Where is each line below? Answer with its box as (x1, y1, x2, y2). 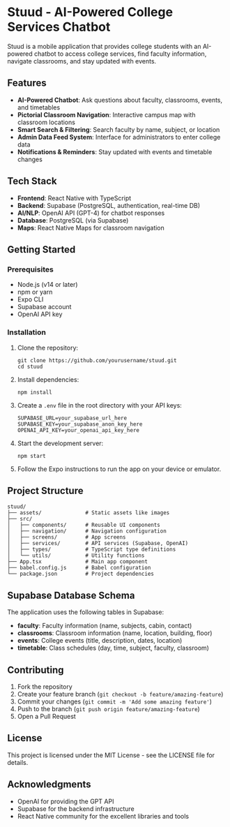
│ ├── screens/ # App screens (7, 534, 127, 541)
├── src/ (7, 516, 33, 523)
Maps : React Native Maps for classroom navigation (17, 223, 165, 232)
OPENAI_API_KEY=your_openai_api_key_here (17, 426, 139, 433)
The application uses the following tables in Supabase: (7, 608, 164, 616)
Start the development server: (17, 439, 104, 447)
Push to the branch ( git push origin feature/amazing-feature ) (17, 704, 200, 713)
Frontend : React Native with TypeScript (17, 193, 132, 202)
